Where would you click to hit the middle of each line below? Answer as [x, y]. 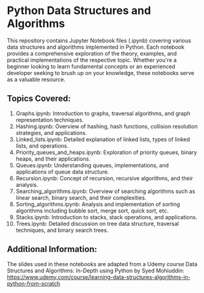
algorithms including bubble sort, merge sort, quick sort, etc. [92, 211]
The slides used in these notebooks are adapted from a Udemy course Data [102, 264]
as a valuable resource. [36, 79]
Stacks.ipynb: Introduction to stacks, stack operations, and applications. [107, 217]
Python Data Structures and [79, 11]
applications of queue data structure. [62, 172]
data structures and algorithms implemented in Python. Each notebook [96, 47]
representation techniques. [50, 120]
